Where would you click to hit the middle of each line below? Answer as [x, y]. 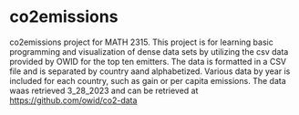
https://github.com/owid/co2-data [73, 100]
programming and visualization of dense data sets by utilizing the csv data [149, 51]
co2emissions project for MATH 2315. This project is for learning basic [141, 42]
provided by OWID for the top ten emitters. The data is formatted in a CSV [148, 61]
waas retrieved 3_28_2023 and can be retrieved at [104, 90]
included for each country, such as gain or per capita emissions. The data [148, 80]
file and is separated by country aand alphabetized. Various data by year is [150, 71]
